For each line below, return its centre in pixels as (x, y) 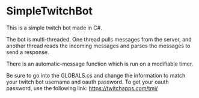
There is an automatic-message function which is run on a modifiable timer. (100, 64)
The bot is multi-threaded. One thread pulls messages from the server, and (99, 39)
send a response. (28, 52)
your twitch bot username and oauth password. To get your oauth (88, 82)
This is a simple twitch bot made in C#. (54, 28)
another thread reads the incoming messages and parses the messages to (98, 46)
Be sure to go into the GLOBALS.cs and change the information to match (96, 75)
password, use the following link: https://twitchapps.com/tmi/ (82, 88)
